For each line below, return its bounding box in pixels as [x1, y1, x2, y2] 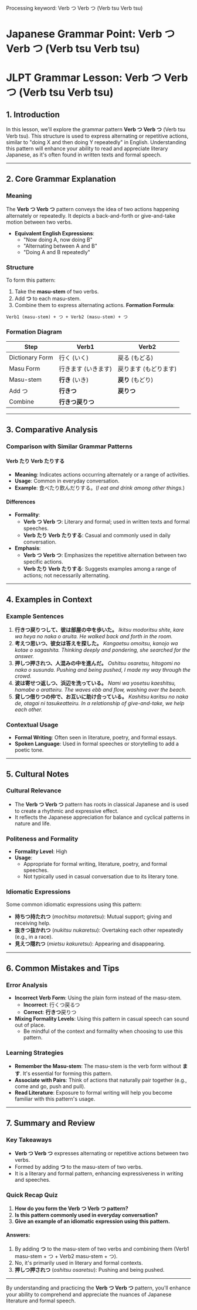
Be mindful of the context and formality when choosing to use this [23, 1028, 183, 1035]
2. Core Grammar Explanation [6, 174, 116, 184]
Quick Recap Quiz [6, 1191, 58, 1199]
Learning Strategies [6, 1049, 64, 1057]
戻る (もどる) [117, 354, 154, 362]
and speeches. [14, 1176, 51, 1184]
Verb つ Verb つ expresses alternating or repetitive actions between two [14, 1150, 189, 1157]
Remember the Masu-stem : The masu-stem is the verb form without [14, 1063, 181, 1070]
